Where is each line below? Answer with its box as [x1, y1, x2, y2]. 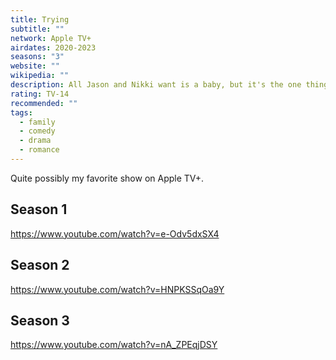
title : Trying [10, 14, 70, 25]
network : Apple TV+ [10, 33, 92, 43]
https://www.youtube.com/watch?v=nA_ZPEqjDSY [10, 339, 218, 351]
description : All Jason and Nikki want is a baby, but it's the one [10, 80, 302, 90]
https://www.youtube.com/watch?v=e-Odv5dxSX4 [10, 227, 220, 240]
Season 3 [10, 312, 70, 329]
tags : [10, 107, 33, 118]
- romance [19, 145, 60, 155]
